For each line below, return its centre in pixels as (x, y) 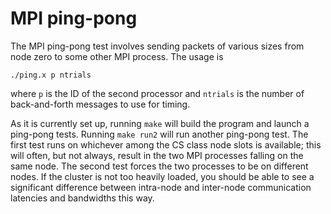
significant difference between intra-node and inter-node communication (161, 187)
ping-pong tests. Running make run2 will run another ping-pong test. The (159, 134)
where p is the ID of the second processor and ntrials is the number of (157, 93)
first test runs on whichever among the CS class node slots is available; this (166, 144)
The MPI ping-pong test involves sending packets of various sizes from (157, 46)
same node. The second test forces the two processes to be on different (159, 166)
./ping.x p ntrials (51, 75)
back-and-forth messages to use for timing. (100, 104)
